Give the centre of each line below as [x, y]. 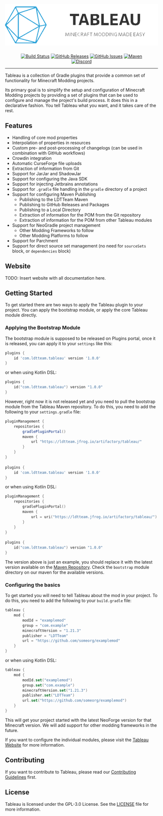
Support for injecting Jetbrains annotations [55, 184]
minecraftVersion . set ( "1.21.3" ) [55, 690]
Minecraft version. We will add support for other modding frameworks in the [81, 725]
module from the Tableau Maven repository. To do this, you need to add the [81, 406]
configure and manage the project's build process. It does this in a [71, 100]
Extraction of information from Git [46, 168]
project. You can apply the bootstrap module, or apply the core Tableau [76, 310]
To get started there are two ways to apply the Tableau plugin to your [74, 305]
